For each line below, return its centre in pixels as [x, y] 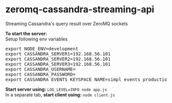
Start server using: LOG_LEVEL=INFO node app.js [56, 89]
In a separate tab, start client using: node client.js [60, 95]
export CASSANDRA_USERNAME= [40, 69]
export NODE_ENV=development [42, 49]
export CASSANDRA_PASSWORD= [40, 74]
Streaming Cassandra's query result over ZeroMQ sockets [67, 24]
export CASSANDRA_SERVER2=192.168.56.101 [58, 59]
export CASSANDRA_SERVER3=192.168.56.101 [58, 64]
